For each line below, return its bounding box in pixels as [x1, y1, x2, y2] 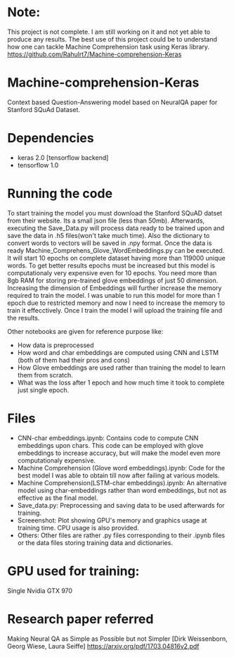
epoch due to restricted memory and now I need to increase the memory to [7, 299, 226, 307]
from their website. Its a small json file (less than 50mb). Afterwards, [7, 216, 205, 225]
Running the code [7, 186, 113, 201]
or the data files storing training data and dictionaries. [17, 538, 174, 546]
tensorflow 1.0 [17, 161, 59, 169]
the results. [7, 313, 40, 322]
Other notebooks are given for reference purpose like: [7, 327, 164, 335]
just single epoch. [17, 385, 69, 394]
